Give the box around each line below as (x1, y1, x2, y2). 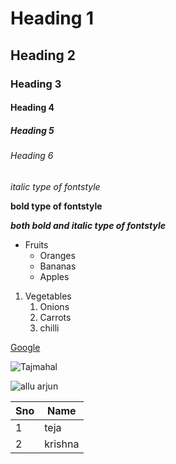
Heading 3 (10, 77, 62, 91)
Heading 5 (10, 124, 55, 136)
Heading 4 (10, 102, 55, 114)
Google (10, 341, 41, 353)
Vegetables (24, 290, 72, 302)
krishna (44, 437, 80, 451)
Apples (39, 270, 70, 282)
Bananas (39, 260, 77, 272)
